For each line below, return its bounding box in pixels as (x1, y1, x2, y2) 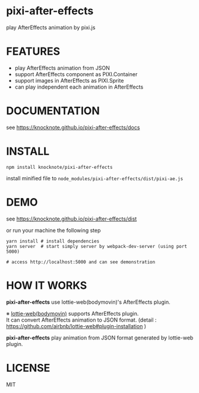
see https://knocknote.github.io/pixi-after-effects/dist (6, 215, 137, 222)
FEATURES (6, 45, 61, 58)
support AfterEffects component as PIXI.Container (14, 70, 138, 78)
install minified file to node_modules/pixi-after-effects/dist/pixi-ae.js (6, 174, 184, 182)
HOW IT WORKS (6, 278, 87, 292)
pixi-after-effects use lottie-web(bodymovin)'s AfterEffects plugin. (6, 298, 170, 306)
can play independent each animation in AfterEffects (14, 83, 144, 90)
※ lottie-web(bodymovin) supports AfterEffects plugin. (6, 310, 139, 317)
